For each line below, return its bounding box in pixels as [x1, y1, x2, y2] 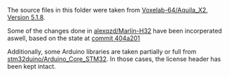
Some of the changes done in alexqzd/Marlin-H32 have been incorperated [7, 27, 223, 35]
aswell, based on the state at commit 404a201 [7, 34, 141, 42]
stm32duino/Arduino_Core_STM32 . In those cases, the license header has [7, 55, 221, 63]
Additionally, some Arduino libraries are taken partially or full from [7, 48, 197, 55]
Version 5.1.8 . [7, 13, 46, 22]
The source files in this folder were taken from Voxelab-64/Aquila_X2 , [7, 6, 209, 14]
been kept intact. [7, 62, 56, 70]
